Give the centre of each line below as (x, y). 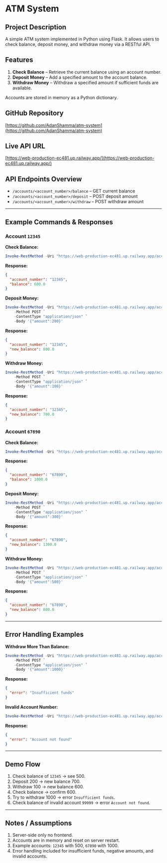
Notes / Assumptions (39, 823)
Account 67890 (23, 431)
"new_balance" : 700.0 (32, 414)
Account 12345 (23, 236)
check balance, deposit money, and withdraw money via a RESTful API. (78, 44)
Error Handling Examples (44, 635)
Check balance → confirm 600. (44, 792)
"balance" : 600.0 (28, 284)
